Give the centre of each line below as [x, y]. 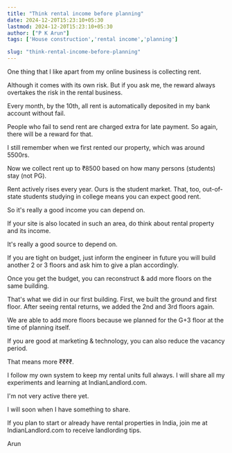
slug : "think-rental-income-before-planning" [74, 52]
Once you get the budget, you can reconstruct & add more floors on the [109, 279]
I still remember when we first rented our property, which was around [106, 147]
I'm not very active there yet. [48, 396]
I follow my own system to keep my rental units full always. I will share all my [116, 375]
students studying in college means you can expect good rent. [112, 196]
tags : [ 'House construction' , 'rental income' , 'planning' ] [92, 40]
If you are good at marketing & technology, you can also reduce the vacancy [116, 341]
